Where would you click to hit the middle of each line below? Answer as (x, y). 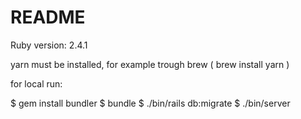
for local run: (36, 83)
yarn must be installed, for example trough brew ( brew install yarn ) (150, 64)
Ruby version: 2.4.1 (49, 45)
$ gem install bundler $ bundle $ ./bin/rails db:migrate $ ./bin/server (150, 103)
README (48, 17)
